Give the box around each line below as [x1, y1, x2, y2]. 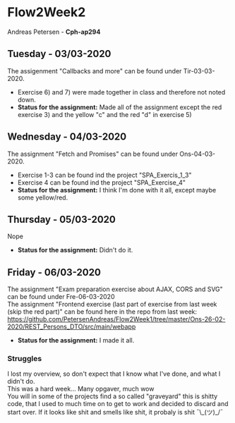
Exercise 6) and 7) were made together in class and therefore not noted [17, 87, 226, 96]
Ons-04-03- [179, 149, 216, 158]
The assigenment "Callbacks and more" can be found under [7, 66, 182, 75]
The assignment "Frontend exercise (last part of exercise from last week [7, 300, 217, 309]
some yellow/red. [17, 193, 68, 202]
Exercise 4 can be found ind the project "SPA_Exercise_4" [17, 178, 186, 187]
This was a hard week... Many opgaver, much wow [7, 385, 155, 393]
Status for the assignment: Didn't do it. [17, 246, 133, 255]
